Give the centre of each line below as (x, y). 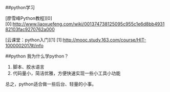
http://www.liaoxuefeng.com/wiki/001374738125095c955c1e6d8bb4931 (89, 24)
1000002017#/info (24, 45)
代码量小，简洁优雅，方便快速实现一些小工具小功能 (67, 73)
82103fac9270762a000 (30, 29)
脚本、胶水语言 (28, 67)
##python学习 (20, 7)
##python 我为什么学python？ (37, 56)
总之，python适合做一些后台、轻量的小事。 (51, 84)
